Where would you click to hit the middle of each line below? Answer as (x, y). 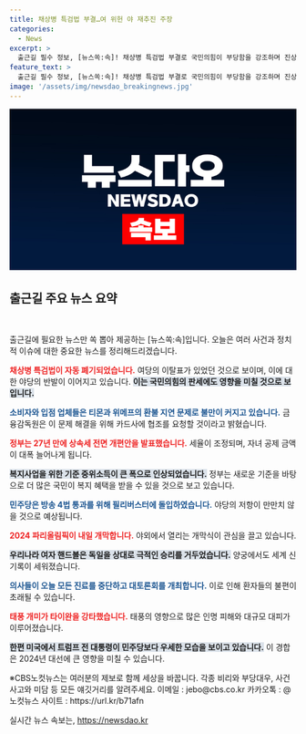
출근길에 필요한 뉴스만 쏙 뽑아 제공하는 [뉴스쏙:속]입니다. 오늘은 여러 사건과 (142, 340)
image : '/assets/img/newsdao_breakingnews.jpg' (102, 87)
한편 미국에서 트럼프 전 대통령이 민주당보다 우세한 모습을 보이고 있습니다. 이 (142, 647)
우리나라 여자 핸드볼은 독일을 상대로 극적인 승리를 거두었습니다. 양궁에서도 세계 (148, 555)
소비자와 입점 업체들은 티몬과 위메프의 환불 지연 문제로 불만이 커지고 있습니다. (145, 413)
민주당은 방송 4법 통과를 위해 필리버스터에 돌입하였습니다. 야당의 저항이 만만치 (147, 505)
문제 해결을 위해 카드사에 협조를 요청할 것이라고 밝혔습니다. (162, 424)
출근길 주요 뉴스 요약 (63, 298)
